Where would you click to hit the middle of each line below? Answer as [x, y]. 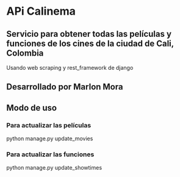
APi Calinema [41, 11]
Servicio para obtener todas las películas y [89, 34]
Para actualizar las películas [49, 125]
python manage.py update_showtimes [54, 168]
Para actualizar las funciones [50, 154]
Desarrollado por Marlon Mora [65, 87]
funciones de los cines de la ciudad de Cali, [90, 43]
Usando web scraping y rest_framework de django [70, 68]
